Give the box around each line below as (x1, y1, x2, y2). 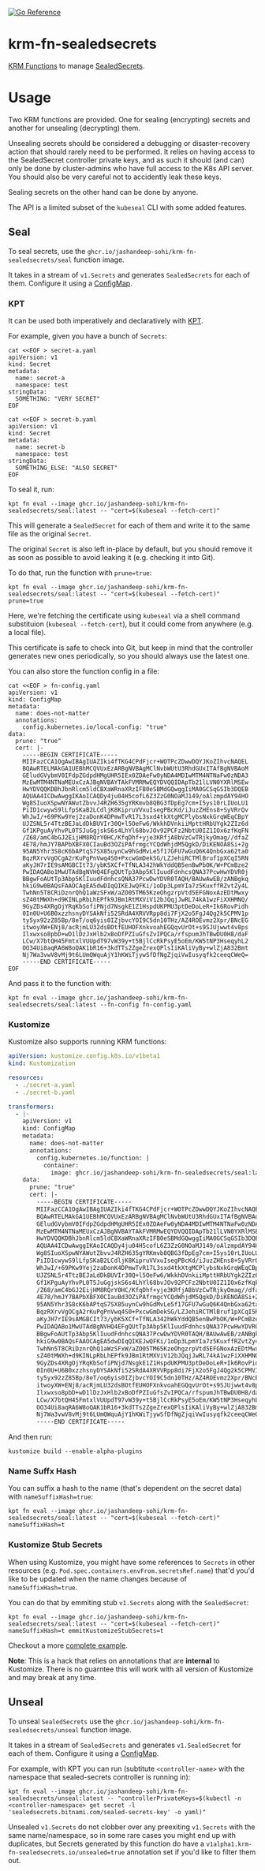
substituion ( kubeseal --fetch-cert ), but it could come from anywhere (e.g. (8, 619, 254, 629)
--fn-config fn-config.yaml (99, 1000, 192, 1009)
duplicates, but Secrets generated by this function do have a (8, 1839, 205, 1848)
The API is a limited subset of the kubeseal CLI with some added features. (8, 202, 247, 212)
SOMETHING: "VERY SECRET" (15, 394, 101, 402)
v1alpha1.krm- (206, 1840, 252, 1848)
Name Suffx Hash (8, 1466, 77, 1477)
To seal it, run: (8, 484, 54, 494)
